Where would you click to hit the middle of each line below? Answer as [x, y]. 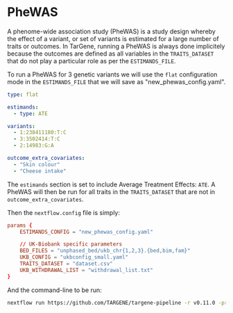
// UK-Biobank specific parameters [71, 244]
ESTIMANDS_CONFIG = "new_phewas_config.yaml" [87, 232]
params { [20, 225]
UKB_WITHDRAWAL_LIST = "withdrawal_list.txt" [87, 270]
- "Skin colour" [37, 164]
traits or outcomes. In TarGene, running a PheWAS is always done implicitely [116, 46]
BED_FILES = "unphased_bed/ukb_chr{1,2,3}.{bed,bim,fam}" [105, 251]
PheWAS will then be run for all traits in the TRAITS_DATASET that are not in [111, 191]
